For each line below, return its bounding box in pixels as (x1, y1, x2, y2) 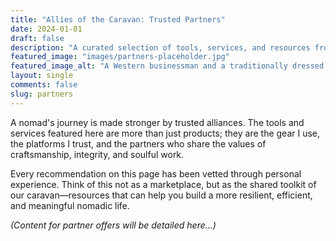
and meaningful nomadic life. (10, 199, 130, 211)
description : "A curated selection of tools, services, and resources (10, 42, 311, 53)
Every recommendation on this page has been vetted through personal (10, 167, 302, 180)
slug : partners (10, 89, 74, 99)
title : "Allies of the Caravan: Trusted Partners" (10, 14, 226, 25)
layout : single (10, 71, 74, 81)
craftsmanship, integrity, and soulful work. (10, 148, 185, 160)
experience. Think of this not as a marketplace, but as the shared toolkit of (10, 178, 317, 190)
